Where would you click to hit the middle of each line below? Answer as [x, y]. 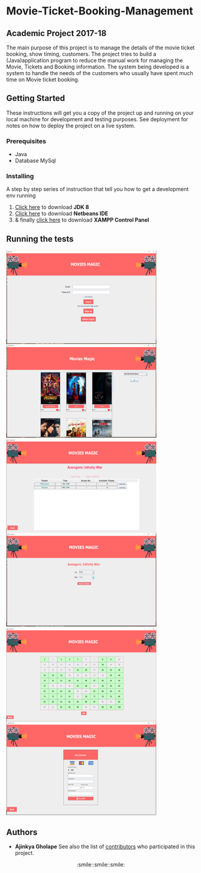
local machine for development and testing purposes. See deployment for [97, 119]
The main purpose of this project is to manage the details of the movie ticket [100, 47]
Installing [20, 177]
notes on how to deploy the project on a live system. [71, 125]
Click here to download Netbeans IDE [61, 214]
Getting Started [36, 98]
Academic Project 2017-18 [56, 33]
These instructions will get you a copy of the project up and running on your [100, 113]
